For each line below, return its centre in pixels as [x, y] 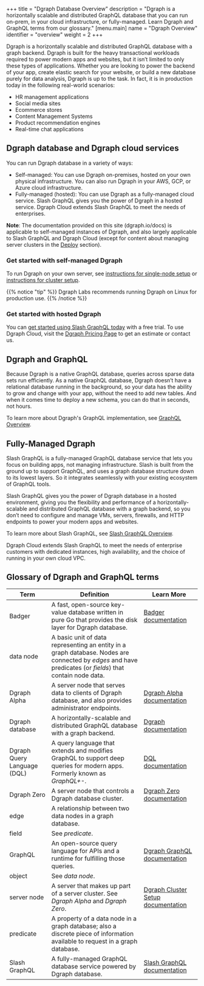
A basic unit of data [79, 637]
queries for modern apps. [87, 765]
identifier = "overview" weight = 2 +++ [55, 35]
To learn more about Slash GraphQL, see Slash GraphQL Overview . [90, 534]
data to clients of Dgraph [87, 692]
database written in [96, 612]
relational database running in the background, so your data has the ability [99, 387]
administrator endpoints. [86, 708]
